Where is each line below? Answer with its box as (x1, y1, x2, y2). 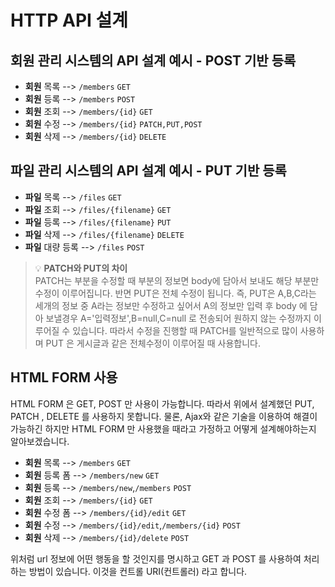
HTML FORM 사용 (10, 369, 118, 386)
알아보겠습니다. (10, 435, 70, 447)
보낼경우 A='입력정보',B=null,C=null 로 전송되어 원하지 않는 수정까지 (45, 312, 312, 324)
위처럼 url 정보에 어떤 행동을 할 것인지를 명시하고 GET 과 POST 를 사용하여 (10, 552, 302, 565)
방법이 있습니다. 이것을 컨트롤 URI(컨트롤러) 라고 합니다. (28, 565, 248, 577)
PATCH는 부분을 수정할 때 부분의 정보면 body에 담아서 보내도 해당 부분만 (34, 274, 320, 286)
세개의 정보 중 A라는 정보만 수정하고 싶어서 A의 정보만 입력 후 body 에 (34, 299, 308, 311)
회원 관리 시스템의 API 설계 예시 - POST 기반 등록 (10, 52, 297, 69)
